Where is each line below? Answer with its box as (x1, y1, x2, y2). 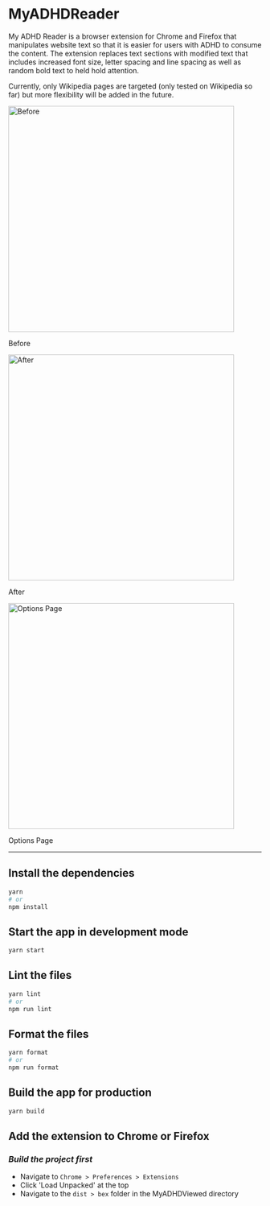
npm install (8, 902, 48, 911)
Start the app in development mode (8, 925, 189, 939)
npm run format (8, 1064, 59, 1072)
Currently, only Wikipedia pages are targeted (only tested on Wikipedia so (8, 81, 253, 91)
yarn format (8, 1048, 48, 1057)
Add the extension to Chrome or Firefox (8, 1130, 210, 1143)
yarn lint (8, 989, 42, 998)
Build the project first (8, 1153, 93, 1164)
